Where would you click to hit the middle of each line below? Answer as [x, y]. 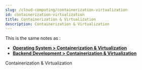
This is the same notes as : [33, 38]
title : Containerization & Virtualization [51, 19]
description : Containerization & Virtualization [57, 24]
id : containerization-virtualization [45, 15]
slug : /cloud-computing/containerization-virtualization [66, 10]
